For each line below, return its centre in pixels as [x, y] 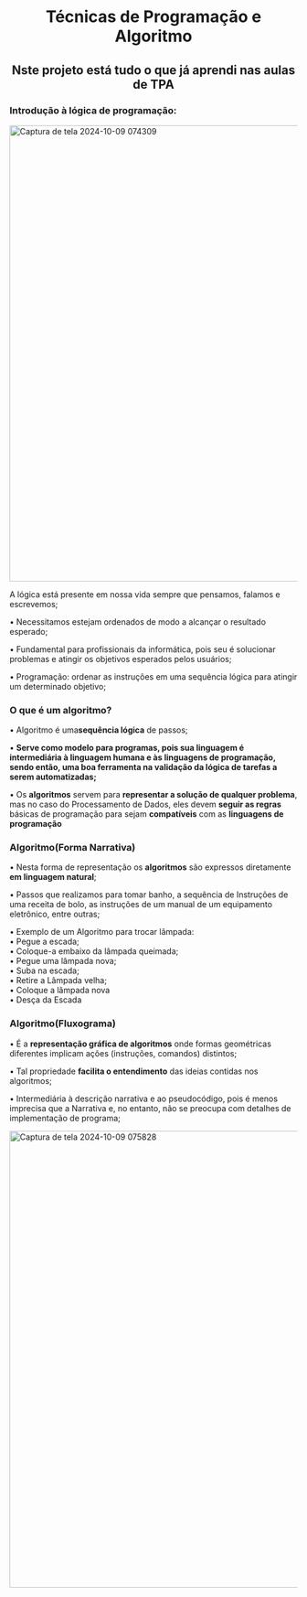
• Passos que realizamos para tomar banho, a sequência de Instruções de [149, 895]
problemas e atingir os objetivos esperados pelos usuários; [121, 659]
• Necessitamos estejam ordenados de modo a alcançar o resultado [138, 622]
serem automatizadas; [53, 777]
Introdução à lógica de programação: [93, 110]
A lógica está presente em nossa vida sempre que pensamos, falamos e [145, 594]
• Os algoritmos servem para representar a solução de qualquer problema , [153, 795]
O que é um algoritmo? [61, 710]
